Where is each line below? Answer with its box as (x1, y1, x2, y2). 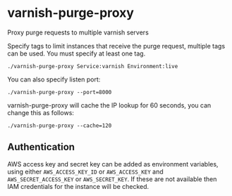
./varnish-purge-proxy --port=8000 (7, 89, 112, 96)
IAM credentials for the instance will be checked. (7, 182, 149, 190)
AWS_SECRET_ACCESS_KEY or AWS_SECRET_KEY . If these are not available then (7, 174, 217, 183)
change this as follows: (7, 108, 74, 117)
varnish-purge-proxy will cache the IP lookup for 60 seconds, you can (7, 100, 212, 110)
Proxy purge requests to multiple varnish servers (7, 28, 149, 37)
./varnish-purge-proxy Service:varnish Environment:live (7, 63, 178, 70)
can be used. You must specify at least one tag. (7, 49, 146, 58)
